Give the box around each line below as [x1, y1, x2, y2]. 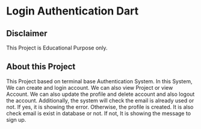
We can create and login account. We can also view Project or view [6, 84, 173, 91]
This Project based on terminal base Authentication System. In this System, [6, 77, 193, 85]
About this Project [6, 61, 76, 72]
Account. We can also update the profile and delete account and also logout [6, 90, 195, 98]
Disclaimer [6, 28, 48, 39]
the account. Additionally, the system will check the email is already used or [6, 96, 194, 104]
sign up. [6, 116, 26, 123]
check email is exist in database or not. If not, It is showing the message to [6, 110, 191, 117]
